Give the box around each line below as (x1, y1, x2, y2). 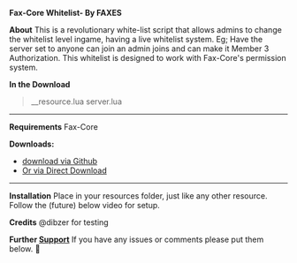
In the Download (9, 79, 71, 89)
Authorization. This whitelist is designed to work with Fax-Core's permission (9, 53, 286, 63)
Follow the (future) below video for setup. (9, 200, 161, 210)
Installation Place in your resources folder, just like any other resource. (9, 191, 268, 201)
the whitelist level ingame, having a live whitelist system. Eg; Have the (9, 34, 263, 44)
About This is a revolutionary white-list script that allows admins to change (9, 25, 283, 34)
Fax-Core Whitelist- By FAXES (9, 8, 122, 18)
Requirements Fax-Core (9, 122, 99, 131)
